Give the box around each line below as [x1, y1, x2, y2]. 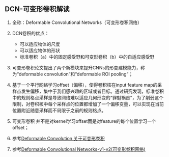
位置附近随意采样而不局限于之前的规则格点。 [12, 107, 106, 113]
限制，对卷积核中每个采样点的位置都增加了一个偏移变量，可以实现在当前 [12, 101, 164, 107]
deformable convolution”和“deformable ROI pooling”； [18, 71, 133, 77]
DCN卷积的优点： [12, 30, 49, 36]
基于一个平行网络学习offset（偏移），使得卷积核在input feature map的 [12, 82, 158, 88]
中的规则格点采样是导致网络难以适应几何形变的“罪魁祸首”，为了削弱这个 [12, 94, 164, 100]
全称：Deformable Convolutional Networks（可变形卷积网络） [12, 19, 142, 25]
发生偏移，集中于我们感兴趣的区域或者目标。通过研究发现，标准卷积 [21, 88, 164, 94]
